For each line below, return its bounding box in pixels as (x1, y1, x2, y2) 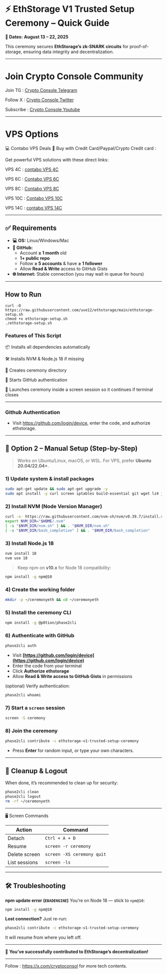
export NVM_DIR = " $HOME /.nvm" (5, 519, 66, 524)
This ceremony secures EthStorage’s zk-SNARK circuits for (5, 43, 129, 49)
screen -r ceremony (45, 843, 91, 849)
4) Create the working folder (5, 586, 76, 593)
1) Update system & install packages (5, 475, 94, 482)
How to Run (5, 291, 42, 299)
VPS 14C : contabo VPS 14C (5, 205, 62, 211)
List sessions (7, 859, 38, 866)
